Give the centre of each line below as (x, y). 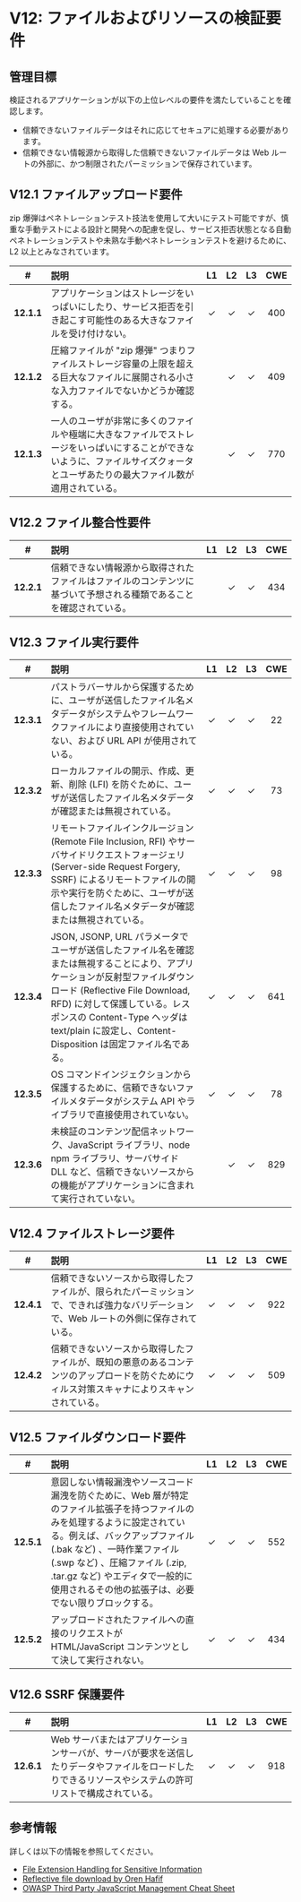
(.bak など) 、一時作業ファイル (115, 1549)
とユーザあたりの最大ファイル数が (122, 474)
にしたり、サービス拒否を (131, 306)
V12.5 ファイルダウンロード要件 (98, 1437)
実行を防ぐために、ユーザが (127, 893)
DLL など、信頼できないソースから (123, 1172)
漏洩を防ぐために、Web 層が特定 (120, 1495)
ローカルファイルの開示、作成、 (118, 771)
